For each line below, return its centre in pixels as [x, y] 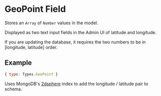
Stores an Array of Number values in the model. [51, 23]
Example [18, 63]
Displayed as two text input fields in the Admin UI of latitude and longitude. [80, 32]
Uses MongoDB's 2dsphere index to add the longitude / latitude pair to [77, 84]
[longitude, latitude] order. [31, 47]
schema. [13, 89]
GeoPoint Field [35, 9]
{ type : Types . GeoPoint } [31, 74]
